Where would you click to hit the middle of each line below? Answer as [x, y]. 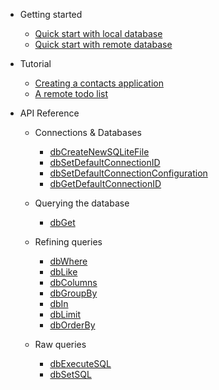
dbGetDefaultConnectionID [105, 183]
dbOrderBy [72, 325]
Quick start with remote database [103, 44]
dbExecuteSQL [80, 363]
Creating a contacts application [99, 83]
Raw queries [60, 344]
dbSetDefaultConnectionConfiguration [128, 173]
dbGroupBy [73, 293]
